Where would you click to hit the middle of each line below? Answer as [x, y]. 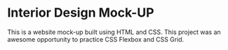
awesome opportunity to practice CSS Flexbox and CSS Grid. [96, 39]
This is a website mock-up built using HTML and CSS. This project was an [114, 32]
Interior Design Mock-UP [81, 13]
